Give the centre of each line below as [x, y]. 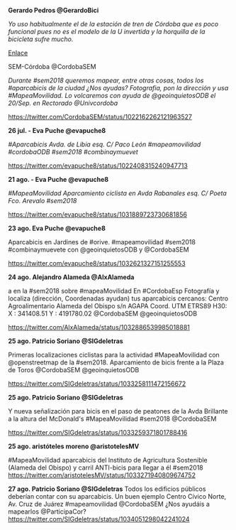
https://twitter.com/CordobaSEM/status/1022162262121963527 [100, 117]
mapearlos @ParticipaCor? [47, 512]
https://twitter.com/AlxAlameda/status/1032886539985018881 [99, 327]
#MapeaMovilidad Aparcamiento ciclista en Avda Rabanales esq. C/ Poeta [118, 193]
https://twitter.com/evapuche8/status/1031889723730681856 [97, 215]
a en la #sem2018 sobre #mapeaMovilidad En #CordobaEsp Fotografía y [114, 291]
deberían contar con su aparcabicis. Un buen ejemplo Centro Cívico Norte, [117, 496]
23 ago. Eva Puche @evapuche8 [57, 228]
